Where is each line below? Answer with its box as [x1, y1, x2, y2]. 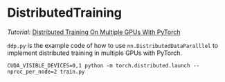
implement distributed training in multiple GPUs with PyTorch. [7, 49, 182, 57]
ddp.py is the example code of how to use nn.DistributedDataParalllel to [7, 41, 219, 49]
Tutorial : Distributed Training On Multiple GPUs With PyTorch [7, 28, 181, 36]
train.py [60, 68, 85, 75]
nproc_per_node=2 [7, 68, 57, 75]
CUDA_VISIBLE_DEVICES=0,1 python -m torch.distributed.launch [7, 62, 190, 69]
